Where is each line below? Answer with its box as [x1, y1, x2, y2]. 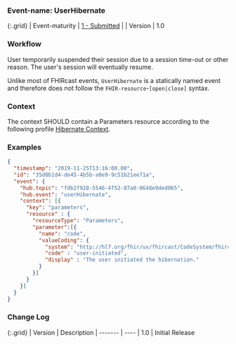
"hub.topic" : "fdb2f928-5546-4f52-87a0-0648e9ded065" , [20, 184, 184, 191]
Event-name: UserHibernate [7, 6, 106, 15]
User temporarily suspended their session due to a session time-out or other [7, 55, 229, 63]
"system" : [44, 243, 74, 250]
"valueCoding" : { [38, 236, 90, 244]
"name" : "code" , [38, 230, 86, 237]
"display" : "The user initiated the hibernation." [44, 256, 199, 264]
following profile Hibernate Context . [7, 125, 111, 133]
